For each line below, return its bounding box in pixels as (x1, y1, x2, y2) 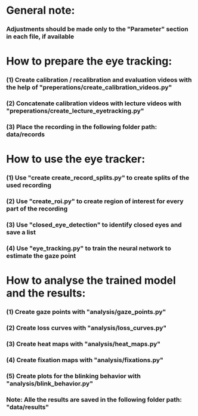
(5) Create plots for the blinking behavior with (6, 372, 141, 380)
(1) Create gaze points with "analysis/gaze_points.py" (6, 308, 166, 316)
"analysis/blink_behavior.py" (6, 379, 94, 387)
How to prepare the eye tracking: (6, 54, 172, 68)
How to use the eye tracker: (6, 152, 146, 166)
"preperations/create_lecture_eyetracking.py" (6, 107, 144, 115)
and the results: (6, 286, 86, 300)
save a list (6, 228, 36, 237)
